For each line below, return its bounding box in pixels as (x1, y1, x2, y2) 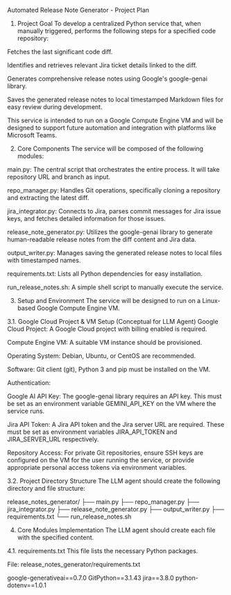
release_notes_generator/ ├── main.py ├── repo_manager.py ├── (7, 498, 200, 506)
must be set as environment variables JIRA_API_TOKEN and (7, 427, 178, 436)
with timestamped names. (7, 256, 81, 264)
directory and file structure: (7, 484, 85, 492)
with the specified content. (17, 533, 94, 541)
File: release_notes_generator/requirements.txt (7, 560, 141, 569)
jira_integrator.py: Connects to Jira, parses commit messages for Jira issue (7, 207, 221, 215)
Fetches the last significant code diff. (7, 48, 113, 56)
